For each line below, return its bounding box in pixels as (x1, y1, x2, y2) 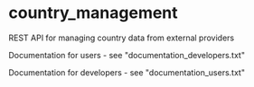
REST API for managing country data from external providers (8, 32, 235, 43)
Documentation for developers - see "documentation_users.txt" (8, 66, 246, 78)
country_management (8, 3, 178, 23)
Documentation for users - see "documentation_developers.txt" (8, 49, 246, 60)
